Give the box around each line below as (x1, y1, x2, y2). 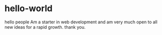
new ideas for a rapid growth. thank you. (4, 24, 86, 30)
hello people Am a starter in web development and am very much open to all (4, 19, 158, 25)
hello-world (4, 3, 53, 14)
